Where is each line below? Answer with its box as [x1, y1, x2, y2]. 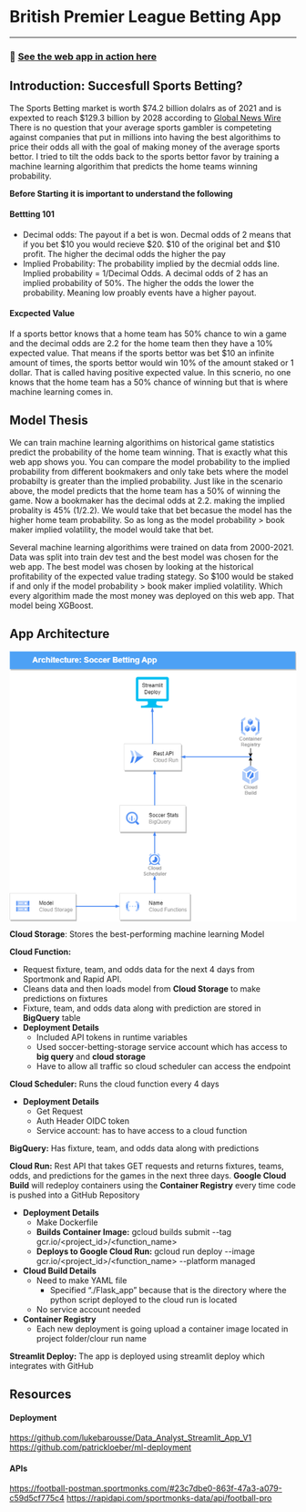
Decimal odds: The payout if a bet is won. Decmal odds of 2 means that [22, 229, 291, 240]
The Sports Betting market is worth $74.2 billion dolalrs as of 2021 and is [9, 102, 282, 113]
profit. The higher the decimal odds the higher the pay [22, 248, 226, 259]
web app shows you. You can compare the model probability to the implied [9, 456, 291, 467]
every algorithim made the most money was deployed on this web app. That [9, 590, 294, 601]
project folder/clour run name [36, 1332, 148, 1343]
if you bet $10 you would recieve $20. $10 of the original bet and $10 [22, 239, 280, 250]
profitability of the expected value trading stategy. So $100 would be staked [9, 571, 294, 581]
